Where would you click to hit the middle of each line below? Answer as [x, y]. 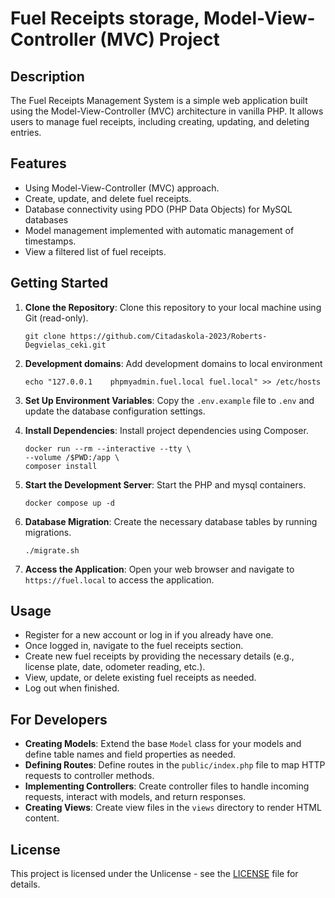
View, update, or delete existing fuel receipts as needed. [140, 678]
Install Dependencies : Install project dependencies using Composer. [166, 430]
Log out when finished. [72, 688]
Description [47, 76]
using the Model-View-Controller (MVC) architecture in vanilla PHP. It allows [167, 111]
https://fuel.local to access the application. [119, 579]
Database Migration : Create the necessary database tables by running [171, 521]
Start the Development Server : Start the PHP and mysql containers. [165, 484]
